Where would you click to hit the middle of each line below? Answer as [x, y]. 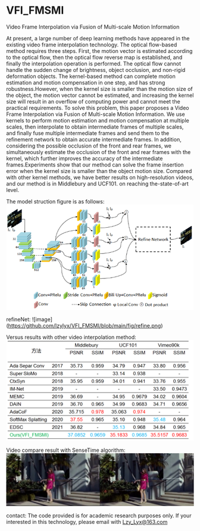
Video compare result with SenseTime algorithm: [66, 450]
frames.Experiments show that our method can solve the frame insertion [95, 165]
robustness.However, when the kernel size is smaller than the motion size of [99, 89]
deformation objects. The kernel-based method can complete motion [91, 76]
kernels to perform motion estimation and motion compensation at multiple [98, 120]
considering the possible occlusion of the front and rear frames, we [89, 146]
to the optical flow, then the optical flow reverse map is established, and [94, 57]
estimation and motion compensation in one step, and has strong [86, 82]
